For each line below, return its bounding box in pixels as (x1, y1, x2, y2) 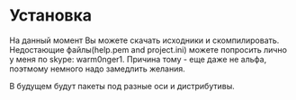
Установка (9, 5, 93, 26)
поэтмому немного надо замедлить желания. (9, 63, 186, 74)
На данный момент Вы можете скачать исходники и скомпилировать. (9, 35, 280, 46)
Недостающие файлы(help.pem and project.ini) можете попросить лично (9, 44, 288, 54)
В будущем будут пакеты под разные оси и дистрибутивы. (9, 80, 236, 91)
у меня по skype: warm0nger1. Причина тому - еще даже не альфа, (9, 54, 267, 64)
